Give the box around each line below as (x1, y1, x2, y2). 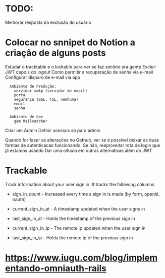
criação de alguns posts (5, 48, 106, 59)
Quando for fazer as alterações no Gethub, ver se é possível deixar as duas (5, 137, 160, 143)
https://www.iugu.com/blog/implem (5, 252, 158, 263)
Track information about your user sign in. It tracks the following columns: (5, 181, 156, 187)
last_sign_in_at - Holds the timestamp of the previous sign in (12, 215, 135, 221)
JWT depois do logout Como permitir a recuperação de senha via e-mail (5, 69, 153, 75)
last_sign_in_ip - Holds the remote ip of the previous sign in (12, 234, 133, 241)
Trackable (5, 165, 48, 176)
